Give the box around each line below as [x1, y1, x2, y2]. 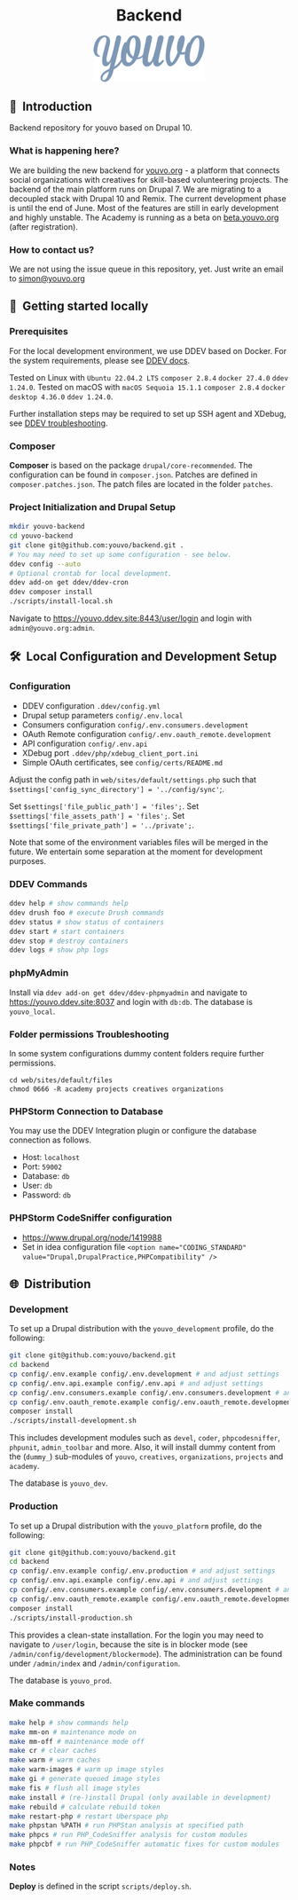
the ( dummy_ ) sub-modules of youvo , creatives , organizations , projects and [9, 1451, 284, 1462]
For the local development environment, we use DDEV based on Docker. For [9, 345, 286, 356]
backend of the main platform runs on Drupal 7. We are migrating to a [9, 184, 262, 194]
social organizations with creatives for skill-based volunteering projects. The [9, 174, 289, 185]
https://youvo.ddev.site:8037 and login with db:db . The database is [9, 996, 253, 1007]
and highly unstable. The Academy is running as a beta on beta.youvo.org [9, 212, 279, 223]
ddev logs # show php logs [9, 946, 109, 954]
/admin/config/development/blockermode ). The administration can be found [9, 1648, 282, 1659]
